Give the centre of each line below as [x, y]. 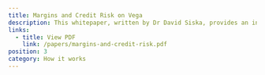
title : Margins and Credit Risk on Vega [76, 15]
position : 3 [28, 52]
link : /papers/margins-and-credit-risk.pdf [95, 45]
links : [19, 30]
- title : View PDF [46, 37]
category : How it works [47, 59]
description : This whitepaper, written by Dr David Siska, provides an [128, 23]
